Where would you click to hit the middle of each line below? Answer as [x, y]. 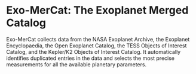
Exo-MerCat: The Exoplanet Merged [97, 10]
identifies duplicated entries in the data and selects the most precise [91, 58]
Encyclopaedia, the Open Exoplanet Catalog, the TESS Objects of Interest [97, 46]
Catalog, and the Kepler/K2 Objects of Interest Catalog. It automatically [94, 52]
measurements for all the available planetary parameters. [76, 64]
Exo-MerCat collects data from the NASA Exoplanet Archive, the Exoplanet [98, 39]
